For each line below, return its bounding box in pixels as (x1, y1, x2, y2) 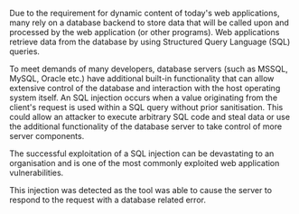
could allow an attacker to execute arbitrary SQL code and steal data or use (9, 112, 291, 122)
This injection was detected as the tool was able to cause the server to (9, 185, 273, 195)
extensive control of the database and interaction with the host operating (9, 83, 281, 93)
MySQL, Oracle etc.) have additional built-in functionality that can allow (9, 73, 275, 84)
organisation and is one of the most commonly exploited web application (9, 158, 280, 168)
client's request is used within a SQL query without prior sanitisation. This (9, 102, 284, 112)
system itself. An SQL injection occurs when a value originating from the (9, 92, 278, 103)
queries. (9, 46, 41, 57)
